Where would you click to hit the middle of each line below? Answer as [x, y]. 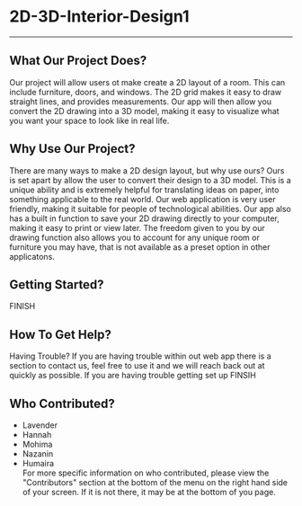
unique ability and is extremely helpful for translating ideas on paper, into [144, 190]
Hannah [37, 435]
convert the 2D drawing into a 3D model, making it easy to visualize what [145, 111]
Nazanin [38, 454]
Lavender [40, 425]
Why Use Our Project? [73, 149]
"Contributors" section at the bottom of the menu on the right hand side [155, 482]
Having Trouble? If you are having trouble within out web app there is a [140, 356]
